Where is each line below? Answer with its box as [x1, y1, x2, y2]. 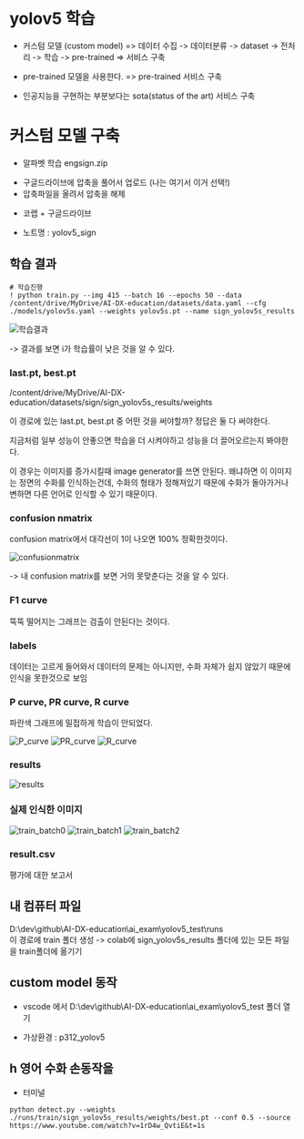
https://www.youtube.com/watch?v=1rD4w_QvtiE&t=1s [9, 1121, 206, 1130]
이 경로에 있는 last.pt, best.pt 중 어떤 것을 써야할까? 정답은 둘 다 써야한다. [9, 416, 270, 426]
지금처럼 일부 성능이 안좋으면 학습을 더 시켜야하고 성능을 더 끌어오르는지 [9, 435, 265, 446]
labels [9, 639, 37, 652]
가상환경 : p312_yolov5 [22, 1031, 106, 1042]
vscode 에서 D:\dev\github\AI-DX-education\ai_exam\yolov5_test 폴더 [22, 1000, 281, 1011]
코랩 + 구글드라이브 [22, 207, 92, 219]
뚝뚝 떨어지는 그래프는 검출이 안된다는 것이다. [9, 616, 170, 627]
